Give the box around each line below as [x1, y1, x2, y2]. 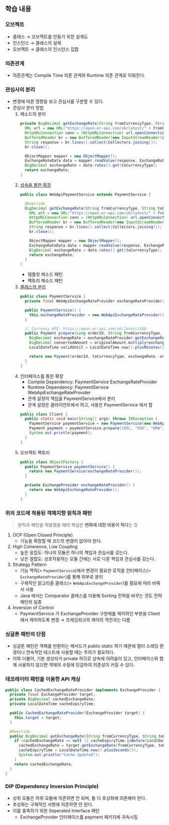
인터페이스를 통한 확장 [20, 373, 64, 379]
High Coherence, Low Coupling [12, 543, 78, 549]
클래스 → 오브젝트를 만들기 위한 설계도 [12, 33, 88, 39]
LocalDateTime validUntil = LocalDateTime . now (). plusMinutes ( [29, 345, 162, 350]
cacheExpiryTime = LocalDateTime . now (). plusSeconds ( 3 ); [18, 748, 138, 753]
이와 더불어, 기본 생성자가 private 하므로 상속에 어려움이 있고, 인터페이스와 [12, 655, 158, 662]
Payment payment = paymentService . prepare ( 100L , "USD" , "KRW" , [29, 426, 164, 431]
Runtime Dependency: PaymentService [27, 384, 109, 390]
